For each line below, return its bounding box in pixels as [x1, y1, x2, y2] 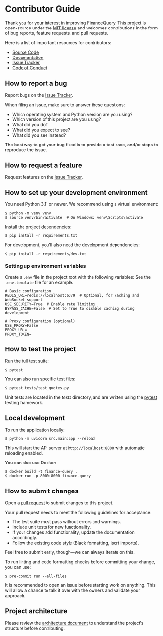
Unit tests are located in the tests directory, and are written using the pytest [5, 394, 158, 400]
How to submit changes [5, 487, 79, 495]
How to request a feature [5, 161, 82, 170]
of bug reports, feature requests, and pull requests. [5, 30, 109, 36]
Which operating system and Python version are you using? [12, 111, 133, 117]
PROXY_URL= [5, 327, 27, 332]
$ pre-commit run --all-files [5, 574, 67, 578]
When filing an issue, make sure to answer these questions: [5, 102, 125, 108]
